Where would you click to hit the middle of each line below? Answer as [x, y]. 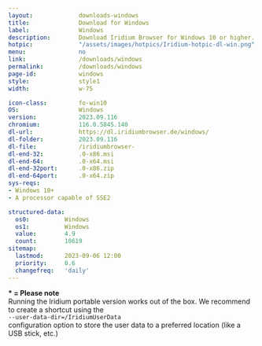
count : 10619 [49, 241]
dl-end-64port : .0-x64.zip [61, 176]
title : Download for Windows [79, 23]
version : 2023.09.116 [63, 118]
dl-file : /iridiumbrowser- [72, 146]
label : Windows [56, 30]
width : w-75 [50, 88]
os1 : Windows [52, 226]
